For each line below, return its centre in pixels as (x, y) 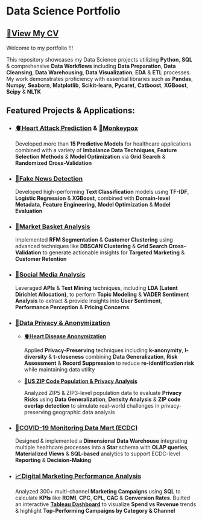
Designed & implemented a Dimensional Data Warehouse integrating (101, 441)
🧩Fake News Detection (49, 178)
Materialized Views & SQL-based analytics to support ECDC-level (98, 454)
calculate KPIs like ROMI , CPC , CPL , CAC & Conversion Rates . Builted (103, 498)
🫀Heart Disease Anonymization (65, 336)
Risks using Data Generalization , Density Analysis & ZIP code (102, 399)
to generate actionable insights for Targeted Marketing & (114, 252)
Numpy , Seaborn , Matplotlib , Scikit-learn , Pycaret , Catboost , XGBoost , (97, 85)
